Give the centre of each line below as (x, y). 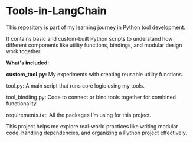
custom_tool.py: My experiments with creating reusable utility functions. (95, 74)
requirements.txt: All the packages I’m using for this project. (79, 115)
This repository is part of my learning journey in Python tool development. (96, 27)
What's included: (28, 63)
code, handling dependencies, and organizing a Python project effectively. (97, 133)
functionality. (22, 103)
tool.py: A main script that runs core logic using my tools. (75, 85)
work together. (24, 51)
